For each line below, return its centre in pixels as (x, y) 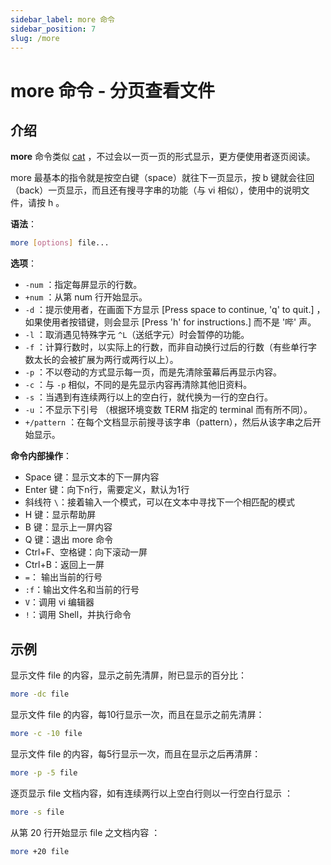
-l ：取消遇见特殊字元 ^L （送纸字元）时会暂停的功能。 (137, 335)
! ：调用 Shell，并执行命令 (78, 615)
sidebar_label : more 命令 (62, 19)
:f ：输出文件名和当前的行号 (82, 590)
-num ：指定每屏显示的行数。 (83, 285)
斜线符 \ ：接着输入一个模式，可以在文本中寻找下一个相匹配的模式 (159, 502)
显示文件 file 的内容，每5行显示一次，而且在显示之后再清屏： (136, 753)
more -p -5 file (44, 772)
